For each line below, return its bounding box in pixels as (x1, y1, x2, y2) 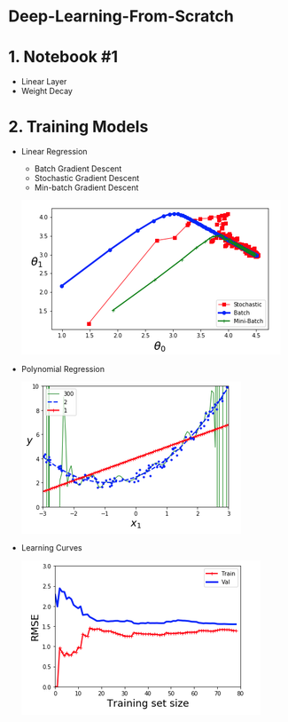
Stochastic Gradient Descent (34, 173, 140, 184)
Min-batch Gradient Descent (34, 182, 139, 193)
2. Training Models (8, 117, 149, 137)
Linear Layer (20, 76, 67, 87)
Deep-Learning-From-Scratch (8, 6, 234, 27)
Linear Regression (20, 147, 88, 157)
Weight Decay (20, 86, 73, 97)
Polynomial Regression (20, 364, 105, 375)
